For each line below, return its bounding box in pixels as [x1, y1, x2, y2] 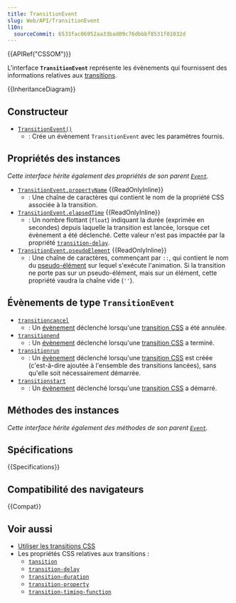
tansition [28, 558, 58, 565]
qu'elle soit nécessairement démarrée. [28, 368, 141, 377]
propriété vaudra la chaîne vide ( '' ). [28, 276, 134, 285]
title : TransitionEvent [7, 10, 78, 18]
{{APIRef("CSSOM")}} [7, 50, 72, 58]
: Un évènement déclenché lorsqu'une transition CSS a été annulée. [28, 323, 227, 332]
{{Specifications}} [7, 463, 60, 471]
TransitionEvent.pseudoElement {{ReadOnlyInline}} [17, 246, 167, 254]
